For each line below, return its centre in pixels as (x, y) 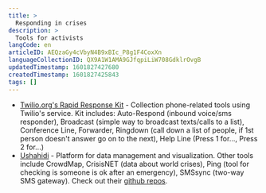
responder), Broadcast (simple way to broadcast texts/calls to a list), (132, 122)
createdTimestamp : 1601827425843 (64, 75)
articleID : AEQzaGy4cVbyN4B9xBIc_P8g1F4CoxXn (85, 52)
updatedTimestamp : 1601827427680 (64, 68)
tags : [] (23, 82)
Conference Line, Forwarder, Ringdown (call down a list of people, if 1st (137, 130)
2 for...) (32, 147)
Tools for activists (49, 38)
